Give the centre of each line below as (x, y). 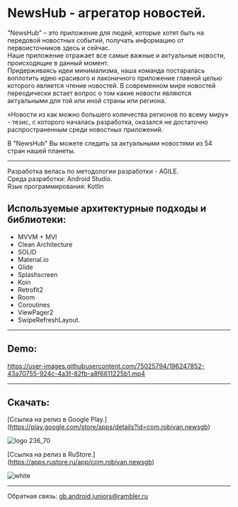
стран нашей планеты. (41, 151)
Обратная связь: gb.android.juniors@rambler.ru (78, 496)
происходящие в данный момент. (58, 62)
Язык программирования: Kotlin (56, 186)
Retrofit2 (30, 290)
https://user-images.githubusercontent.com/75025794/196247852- (106, 366)
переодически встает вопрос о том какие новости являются (100, 93)
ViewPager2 (35, 312)
